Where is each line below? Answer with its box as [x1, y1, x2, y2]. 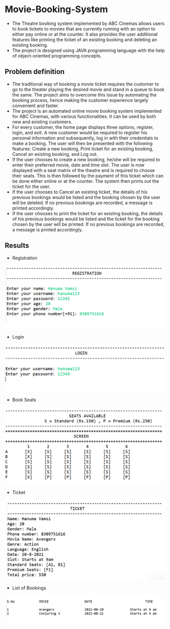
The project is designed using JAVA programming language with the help [12, 47, 165, 53]
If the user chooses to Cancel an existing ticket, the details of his [12, 189, 148, 195]
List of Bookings [12, 585, 46, 591]
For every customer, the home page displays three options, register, [12, 124, 154, 130]
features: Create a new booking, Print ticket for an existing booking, [12, 146, 154, 152]
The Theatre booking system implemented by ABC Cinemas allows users [12, 20, 165, 26]
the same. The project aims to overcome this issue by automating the [12, 91, 157, 97]
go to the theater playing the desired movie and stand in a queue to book [12, 86, 164, 92]
